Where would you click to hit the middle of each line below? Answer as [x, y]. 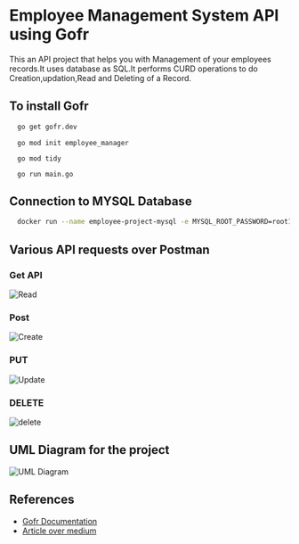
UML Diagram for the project [89, 450]
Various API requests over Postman [110, 249]
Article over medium [59, 531]
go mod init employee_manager [73, 143]
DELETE [27, 402]
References [42, 500]
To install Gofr [49, 107]
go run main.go [45, 174]
